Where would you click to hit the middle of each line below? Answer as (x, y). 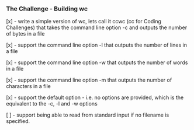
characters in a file (28, 86)
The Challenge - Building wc (47, 9)
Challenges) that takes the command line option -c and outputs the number (97, 27)
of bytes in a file (25, 34)
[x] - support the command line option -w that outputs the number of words (97, 62)
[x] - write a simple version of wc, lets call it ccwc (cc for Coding (84, 22)
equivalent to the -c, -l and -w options (52, 104)
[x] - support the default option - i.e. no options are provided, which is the (95, 97)
